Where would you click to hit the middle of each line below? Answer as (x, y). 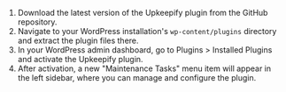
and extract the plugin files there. (78, 40)
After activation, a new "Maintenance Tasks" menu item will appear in (144, 68)
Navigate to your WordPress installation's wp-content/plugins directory (147, 31)
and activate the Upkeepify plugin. (80, 59)
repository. (37, 22)
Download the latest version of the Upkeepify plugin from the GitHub (143, 13)
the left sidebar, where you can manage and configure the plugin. (137, 78)
